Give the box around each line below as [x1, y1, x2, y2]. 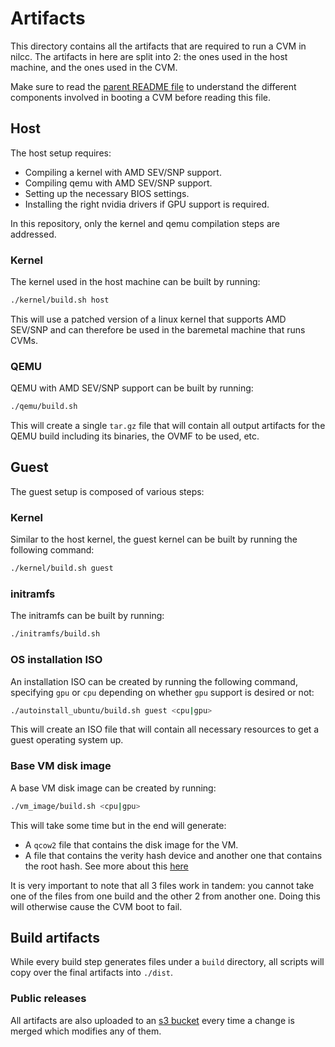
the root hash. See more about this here [24, 860, 189, 872]
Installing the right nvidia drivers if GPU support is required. [24, 198, 270, 210]
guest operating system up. [10, 734, 124, 746]
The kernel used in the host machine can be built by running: [10, 276, 261, 288]
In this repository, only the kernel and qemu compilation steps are [10, 217, 280, 229]
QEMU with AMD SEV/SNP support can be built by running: [10, 382, 254, 394]
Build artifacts [10, 929, 100, 946]
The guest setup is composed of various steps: [10, 485, 205, 497]
